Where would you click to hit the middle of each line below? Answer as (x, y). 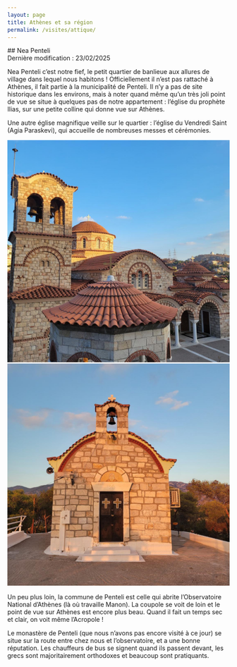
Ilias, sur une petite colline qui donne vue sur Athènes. (86, 109)
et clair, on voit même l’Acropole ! (55, 620)
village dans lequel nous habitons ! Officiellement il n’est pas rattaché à (110, 79)
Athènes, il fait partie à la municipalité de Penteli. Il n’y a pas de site (105, 87)
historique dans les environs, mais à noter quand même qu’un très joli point (116, 94)
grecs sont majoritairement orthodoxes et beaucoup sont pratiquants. (108, 656)
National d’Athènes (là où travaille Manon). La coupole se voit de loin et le (114, 605)
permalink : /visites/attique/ (52, 30)
